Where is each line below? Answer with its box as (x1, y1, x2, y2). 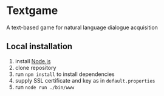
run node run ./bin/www (15, 83, 75, 91)
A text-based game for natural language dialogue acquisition (6, 24, 158, 31)
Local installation (6, 41, 73, 52)
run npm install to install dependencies (15, 70, 115, 78)
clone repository (15, 64, 56, 71)
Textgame (6, 4, 58, 18)
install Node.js (15, 57, 51, 64)
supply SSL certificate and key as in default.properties (15, 77, 155, 84)
